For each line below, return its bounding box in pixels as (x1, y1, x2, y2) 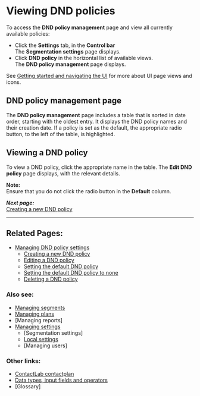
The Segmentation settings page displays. (14, 48, 121, 55)
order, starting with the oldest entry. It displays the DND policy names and (6, 118, 187, 125)
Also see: (6, 290, 34, 298)
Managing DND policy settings (14, 244, 90, 251)
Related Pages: (6, 228, 64, 238)
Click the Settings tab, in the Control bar (14, 42, 115, 49)
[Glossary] (14, 382, 41, 390)
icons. (6, 78, 21, 86)
